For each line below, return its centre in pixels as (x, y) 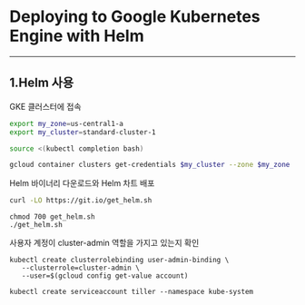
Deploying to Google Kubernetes (135, 17)
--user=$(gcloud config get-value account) (105, 276)
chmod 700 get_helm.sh (52, 217)
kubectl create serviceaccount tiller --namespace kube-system (132, 292)
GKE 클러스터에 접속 (45, 106)
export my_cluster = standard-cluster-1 (83, 132)
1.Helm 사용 (42, 83)
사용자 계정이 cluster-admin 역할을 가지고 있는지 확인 (104, 243)
